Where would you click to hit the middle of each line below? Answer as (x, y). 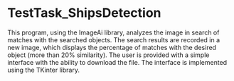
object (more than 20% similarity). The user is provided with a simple (108, 55)
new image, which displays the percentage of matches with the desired (112, 47)
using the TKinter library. (44, 70)
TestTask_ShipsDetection (84, 13)
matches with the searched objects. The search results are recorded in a (114, 39)
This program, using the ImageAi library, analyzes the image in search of (113, 32)
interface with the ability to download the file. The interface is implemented (117, 62)
